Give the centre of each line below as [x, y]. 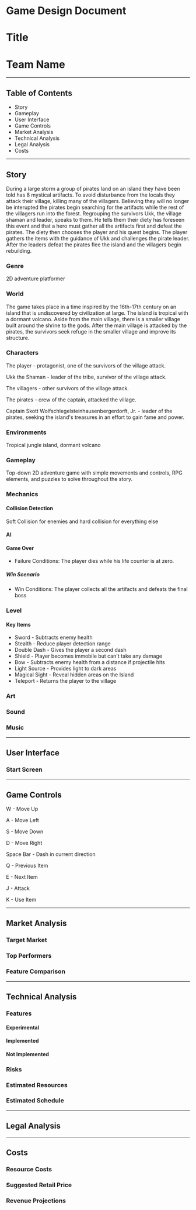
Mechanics [22, 494]
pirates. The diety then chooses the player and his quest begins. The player [97, 232]
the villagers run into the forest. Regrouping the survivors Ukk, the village [94, 213]
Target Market [27, 940]
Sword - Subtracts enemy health [53, 637]
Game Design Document [66, 11]
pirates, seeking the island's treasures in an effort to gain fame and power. [95, 417]
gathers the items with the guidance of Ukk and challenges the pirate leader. [98, 238]
